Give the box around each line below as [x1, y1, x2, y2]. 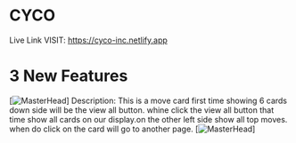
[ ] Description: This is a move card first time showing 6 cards [9, 95, 288, 106]
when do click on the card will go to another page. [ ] [9, 123, 256, 134]
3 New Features [9, 66, 128, 86]
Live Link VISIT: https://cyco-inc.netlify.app [9, 35, 168, 45]
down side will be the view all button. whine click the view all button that [9, 104, 275, 115]
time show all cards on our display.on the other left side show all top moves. [9, 114, 288, 124]
